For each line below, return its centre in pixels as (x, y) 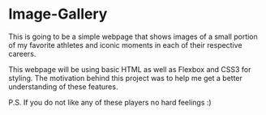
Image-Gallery (58, 14)
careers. (22, 53)
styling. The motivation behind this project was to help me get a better (126, 78)
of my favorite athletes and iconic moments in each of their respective (125, 45)
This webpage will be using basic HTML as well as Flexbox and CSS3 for (130, 69)
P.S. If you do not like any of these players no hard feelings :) (110, 102)
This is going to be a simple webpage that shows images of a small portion (133, 36)
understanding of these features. (63, 87)
